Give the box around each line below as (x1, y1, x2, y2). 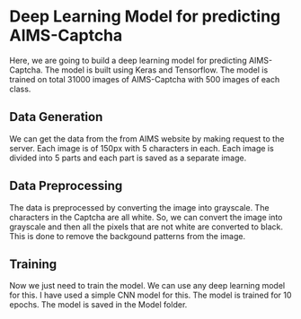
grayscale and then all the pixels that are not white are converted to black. (9, 221, 284, 232)
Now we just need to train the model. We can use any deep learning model (9, 280, 286, 291)
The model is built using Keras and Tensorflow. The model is (44, 65, 269, 75)
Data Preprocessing (9, 178, 123, 194)
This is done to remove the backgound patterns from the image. (9, 230, 245, 241)
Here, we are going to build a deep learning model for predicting (9, 55, 247, 65)
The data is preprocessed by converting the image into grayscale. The (9, 202, 270, 212)
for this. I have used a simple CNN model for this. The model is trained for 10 (9, 289, 292, 301)
